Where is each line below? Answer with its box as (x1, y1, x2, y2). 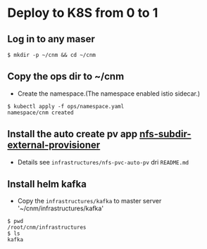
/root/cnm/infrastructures (7, 224, 87, 231)
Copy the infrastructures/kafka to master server (17, 197, 162, 205)
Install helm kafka (7, 178, 87, 191)
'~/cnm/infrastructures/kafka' (17, 204, 104, 212)
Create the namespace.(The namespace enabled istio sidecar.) (17, 89, 201, 98)
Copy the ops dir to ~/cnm (7, 70, 125, 82)
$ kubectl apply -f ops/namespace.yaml (7, 103, 125, 110)
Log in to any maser (7, 33, 95, 45)
